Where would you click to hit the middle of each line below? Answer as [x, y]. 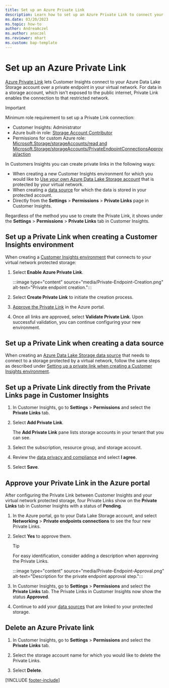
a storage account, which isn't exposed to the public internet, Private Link [82, 92]
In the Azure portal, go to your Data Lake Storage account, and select [84, 515]
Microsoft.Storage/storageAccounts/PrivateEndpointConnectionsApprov [88, 149]
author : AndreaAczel [27, 29]
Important [15, 108]
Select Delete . [27, 670]
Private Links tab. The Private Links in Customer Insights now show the [87, 591]
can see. [21, 438]
